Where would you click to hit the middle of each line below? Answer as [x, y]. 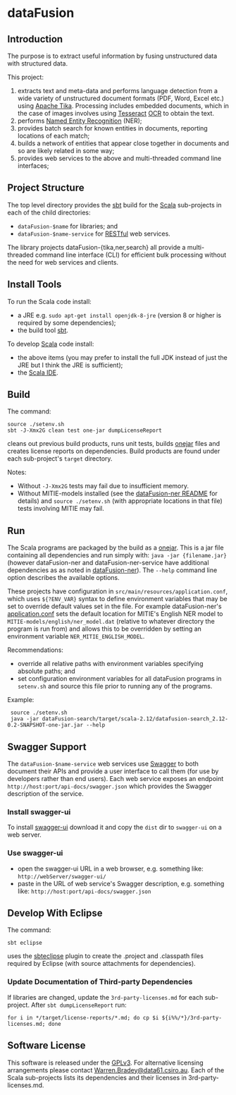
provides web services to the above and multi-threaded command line [119, 158]
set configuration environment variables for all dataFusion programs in [119, 679]
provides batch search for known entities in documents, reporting [112, 128]
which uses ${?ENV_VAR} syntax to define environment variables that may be [117, 599]
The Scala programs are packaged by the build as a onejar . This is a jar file [116, 547]
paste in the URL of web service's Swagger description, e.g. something [121, 883]
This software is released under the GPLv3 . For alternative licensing [105, 1063]
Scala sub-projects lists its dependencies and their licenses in [97, 1077]
